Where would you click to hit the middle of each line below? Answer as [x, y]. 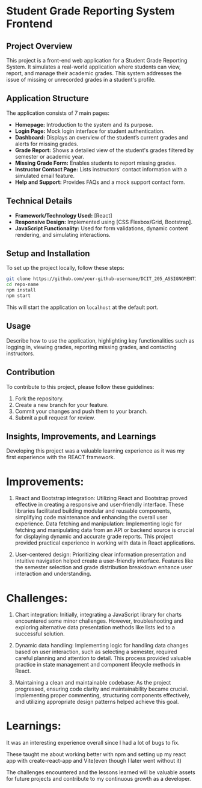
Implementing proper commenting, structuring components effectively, [103, 695]
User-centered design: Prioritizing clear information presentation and [100, 555]
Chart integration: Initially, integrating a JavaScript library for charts [98, 615]
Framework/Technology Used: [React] [63, 215]
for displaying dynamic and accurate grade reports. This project [94, 537]
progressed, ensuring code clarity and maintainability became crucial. [101, 689]
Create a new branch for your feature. [62, 405]
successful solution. [40, 634]
